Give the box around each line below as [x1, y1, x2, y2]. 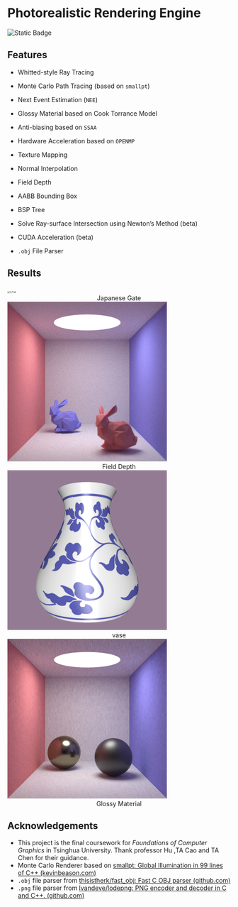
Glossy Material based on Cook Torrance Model [17, 109, 158, 118]
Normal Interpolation [17, 164, 78, 172]
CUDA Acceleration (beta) [17, 233, 94, 241]
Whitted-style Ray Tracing [17, 67, 94, 76]
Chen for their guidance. [17, 854, 89, 862]
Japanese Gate [96, 293, 142, 302]
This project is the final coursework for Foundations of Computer [17, 839, 208, 847]
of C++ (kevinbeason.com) [17, 869, 97, 877]
